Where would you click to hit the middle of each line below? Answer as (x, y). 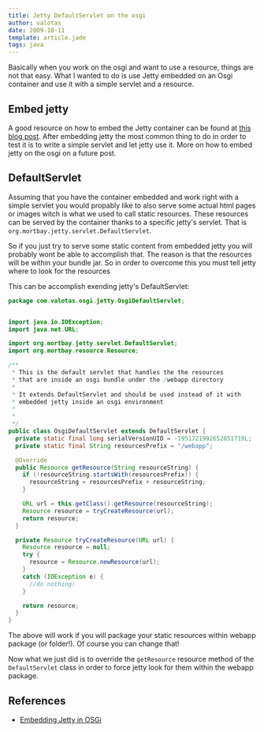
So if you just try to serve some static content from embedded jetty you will (130, 246)
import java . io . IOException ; (56, 322)
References (37, 701)
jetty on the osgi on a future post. (62, 153)
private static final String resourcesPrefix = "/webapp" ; (114, 446)
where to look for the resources (59, 271)
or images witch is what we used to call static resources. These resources (128, 213)
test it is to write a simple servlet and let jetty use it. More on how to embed (130, 145)
